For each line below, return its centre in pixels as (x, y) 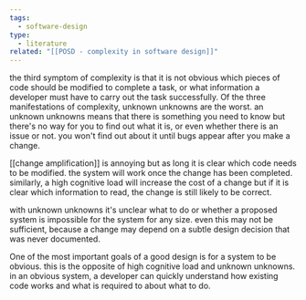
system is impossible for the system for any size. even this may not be (142, 220)
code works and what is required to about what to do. (111, 286)
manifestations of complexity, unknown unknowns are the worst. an (137, 107)
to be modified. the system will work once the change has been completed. (151, 173)
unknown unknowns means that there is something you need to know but (148, 117)
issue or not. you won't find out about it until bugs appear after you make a (150, 136)
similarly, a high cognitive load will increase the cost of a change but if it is (149, 182)
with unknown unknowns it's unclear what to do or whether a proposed (143, 210)
